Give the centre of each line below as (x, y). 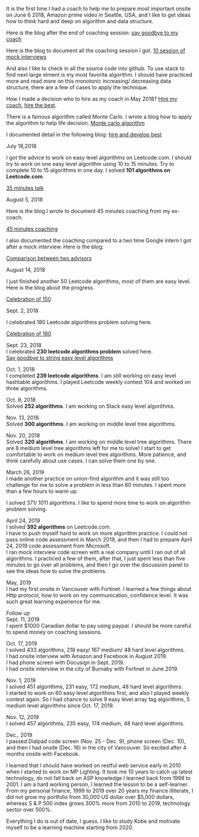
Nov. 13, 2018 (23, 418)
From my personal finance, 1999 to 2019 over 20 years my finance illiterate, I (100, 791)
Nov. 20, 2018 (23, 435)
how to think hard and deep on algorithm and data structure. (80, 21)
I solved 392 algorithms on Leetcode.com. (59, 527)
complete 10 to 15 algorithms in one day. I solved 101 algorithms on (88, 170)
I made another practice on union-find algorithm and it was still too (88, 479)
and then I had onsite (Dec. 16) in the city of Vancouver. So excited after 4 (97, 748)
